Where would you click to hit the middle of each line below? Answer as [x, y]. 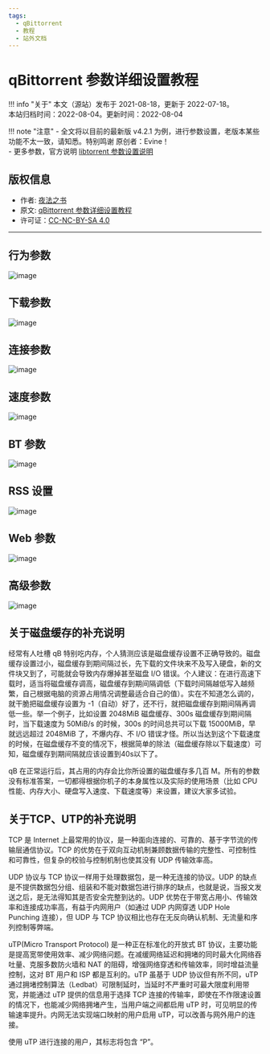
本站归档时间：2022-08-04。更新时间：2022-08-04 [96, 114]
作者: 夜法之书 [43, 200]
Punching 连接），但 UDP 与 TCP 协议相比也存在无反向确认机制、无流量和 [129, 917]
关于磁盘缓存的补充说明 [66, 632]
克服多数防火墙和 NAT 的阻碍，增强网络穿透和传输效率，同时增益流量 [144, 965]
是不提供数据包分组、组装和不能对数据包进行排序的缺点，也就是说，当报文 [131, 887]
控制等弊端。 [36, 927]
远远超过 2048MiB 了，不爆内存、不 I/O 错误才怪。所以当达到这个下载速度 [138, 734]
